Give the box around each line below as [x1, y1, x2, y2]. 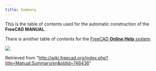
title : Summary [5, 7, 37, 12]
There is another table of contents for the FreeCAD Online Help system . [5, 36, 152, 42]
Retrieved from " [5, 55, 39, 61]
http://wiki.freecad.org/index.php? [38, 55, 108, 61]
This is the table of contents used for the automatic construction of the [5, 21, 150, 27]
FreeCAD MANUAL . [5, 26, 46, 32]
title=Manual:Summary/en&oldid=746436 [5, 60, 90, 66]
